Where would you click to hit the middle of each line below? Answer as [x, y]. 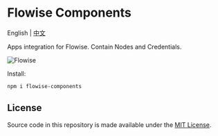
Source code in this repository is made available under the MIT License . [109, 125]
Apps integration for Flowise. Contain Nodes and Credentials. [94, 46]
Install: [17, 74]
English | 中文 [27, 33]
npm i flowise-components [44, 86]
